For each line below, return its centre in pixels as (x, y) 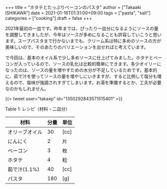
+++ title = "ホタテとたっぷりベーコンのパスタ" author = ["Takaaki (73, 7)
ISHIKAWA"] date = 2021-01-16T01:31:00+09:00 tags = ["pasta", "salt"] (78, 13)
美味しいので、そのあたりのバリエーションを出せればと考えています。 (77, 47)
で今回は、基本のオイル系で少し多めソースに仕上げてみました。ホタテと (79, 58)
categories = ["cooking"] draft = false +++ (49, 18)
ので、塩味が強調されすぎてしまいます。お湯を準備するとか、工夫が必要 (88, 83)
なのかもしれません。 (27, 89)
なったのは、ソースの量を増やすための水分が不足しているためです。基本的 (81, 70)
